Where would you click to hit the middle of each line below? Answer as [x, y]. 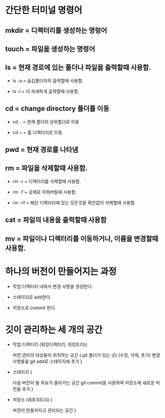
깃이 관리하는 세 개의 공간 [54, 330]
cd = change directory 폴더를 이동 [57, 109]
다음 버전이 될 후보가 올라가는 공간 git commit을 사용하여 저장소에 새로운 [84, 383]
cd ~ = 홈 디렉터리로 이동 [37, 132]
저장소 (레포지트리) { [32, 400]
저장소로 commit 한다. [34, 308]
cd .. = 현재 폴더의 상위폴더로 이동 [46, 121]
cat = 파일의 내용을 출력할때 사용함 [56, 220]
